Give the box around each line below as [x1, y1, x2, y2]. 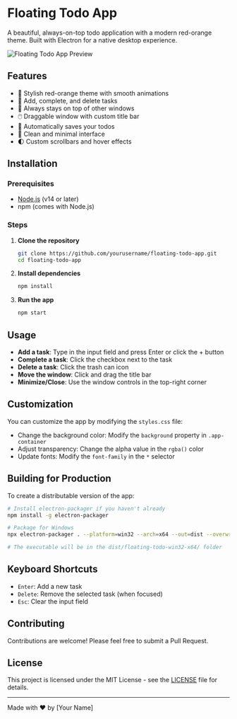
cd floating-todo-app [17, 256, 81, 263]
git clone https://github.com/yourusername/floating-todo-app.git [17, 250, 217, 257]
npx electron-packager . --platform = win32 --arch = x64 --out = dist [7, 531, 203, 539]
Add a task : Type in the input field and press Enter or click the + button [17, 348, 224, 357]
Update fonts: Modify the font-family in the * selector [17, 451, 175, 461]
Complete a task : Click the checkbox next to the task [17, 355, 173, 364]
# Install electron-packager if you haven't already [7, 505, 166, 512]
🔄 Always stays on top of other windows [17, 104, 135, 113]
